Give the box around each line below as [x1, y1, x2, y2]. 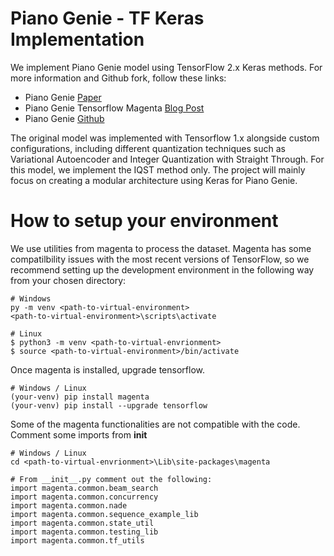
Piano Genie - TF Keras [10, 7, 205, 30]
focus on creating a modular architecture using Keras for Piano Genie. [10, 174, 298, 186]
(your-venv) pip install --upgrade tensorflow [10, 400, 208, 411]
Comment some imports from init [10, 428, 148, 441]
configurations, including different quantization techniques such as [10, 142, 286, 154]
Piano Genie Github [24, 112, 105, 124]
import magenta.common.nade [10, 500, 128, 511]
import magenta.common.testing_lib [10, 527, 159, 537]
